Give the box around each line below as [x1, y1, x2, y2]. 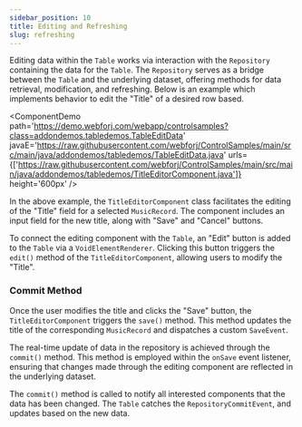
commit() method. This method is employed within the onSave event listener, [9, 351, 292, 363]
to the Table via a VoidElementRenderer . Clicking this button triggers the [9, 242, 275, 254]
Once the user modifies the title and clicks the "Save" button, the [9, 305, 252, 315]
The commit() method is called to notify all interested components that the [9, 388, 286, 399]
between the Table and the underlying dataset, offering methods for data [9, 74, 282, 85]
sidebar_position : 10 [9, 13, 92, 23]
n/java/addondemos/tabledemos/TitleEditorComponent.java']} [9, 169, 242, 180]
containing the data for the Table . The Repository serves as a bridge [9, 64, 265, 75]
